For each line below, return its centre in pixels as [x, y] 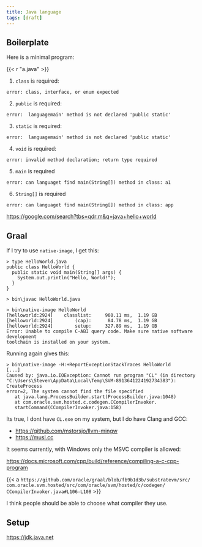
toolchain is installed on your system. [59, 342]
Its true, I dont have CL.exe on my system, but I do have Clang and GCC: [97, 419]
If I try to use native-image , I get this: [53, 251]
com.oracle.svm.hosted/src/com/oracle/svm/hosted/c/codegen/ [86, 485]
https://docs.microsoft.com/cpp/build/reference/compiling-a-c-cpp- [93, 461]
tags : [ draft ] [24, 18]
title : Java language [34, 12]
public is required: [39, 104]
